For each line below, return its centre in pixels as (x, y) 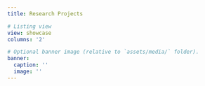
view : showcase (29, 33)
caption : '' (31, 65)
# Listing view (29, 26)
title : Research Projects (45, 14)
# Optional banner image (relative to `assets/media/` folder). (103, 52)
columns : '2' (26, 39)
